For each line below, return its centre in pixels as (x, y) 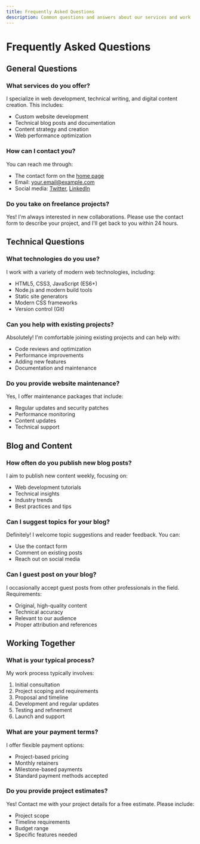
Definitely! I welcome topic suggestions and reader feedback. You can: (93, 535)
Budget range (32, 828)
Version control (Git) (40, 309)
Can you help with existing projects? (60, 324)
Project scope (32, 815)
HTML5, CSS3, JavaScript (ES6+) (56, 284)
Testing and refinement (44, 710)
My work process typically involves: (50, 673)
